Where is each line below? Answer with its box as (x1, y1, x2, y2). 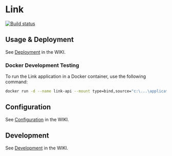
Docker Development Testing (5, 61, 79, 69)
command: (5, 79, 28, 85)
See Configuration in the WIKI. (5, 116, 69, 122)
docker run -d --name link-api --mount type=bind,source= (5, 88, 132, 94)
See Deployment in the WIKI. (5, 49, 66, 55)
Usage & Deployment (5, 35, 74, 44)
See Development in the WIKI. (5, 145, 68, 151)
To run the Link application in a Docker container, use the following (5, 73, 146, 80)
